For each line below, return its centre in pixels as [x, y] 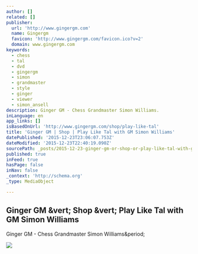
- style [21, 88]
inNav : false [22, 171]
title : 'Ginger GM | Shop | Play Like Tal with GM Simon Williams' [91, 132]
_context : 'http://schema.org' [44, 176]
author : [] [19, 11]
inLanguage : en [25, 116]
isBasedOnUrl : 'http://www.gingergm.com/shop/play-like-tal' [83, 127]
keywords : [18, 50]
